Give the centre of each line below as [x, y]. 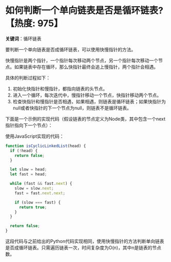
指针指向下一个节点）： [29, 125]
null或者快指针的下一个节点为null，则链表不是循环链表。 [72, 108]
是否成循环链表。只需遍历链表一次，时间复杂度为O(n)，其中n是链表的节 [81, 248]
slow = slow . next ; [34, 189]
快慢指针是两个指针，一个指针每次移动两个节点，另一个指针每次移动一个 [82, 60]
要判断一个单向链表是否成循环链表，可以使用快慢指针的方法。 [71, 49]
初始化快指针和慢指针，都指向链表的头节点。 [60, 88]
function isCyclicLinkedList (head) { [46, 146]
